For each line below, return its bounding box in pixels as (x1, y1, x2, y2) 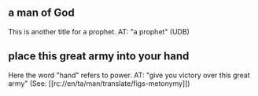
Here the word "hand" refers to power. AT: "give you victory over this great (8, 70, 250, 80)
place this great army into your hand (8, 50, 190, 63)
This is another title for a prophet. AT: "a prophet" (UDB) (8, 27, 190, 36)
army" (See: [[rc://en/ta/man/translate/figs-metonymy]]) (8, 78, 190, 88)
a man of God (8, 6, 75, 20)
